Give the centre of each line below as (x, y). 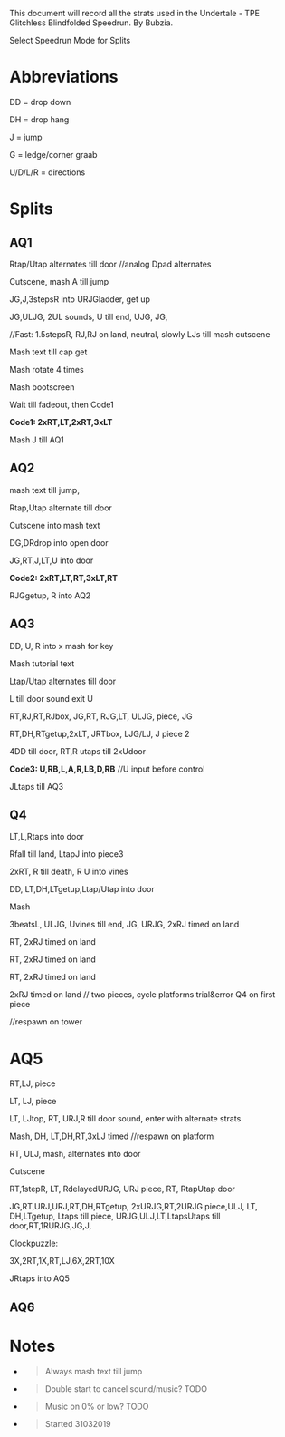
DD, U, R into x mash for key (62, 646)
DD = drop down (40, 102)
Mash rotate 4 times (47, 369)
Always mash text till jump (94, 1371)
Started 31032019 (78, 1423)
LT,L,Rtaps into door (47, 837)
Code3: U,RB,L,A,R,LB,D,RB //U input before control (107, 769)
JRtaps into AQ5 (40, 1278)
